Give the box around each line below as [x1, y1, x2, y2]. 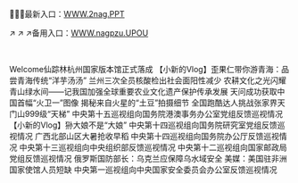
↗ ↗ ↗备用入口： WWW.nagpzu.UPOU [9, 28, 149, 38]
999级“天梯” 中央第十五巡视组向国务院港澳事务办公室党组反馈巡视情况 [24, 109, 284, 119]
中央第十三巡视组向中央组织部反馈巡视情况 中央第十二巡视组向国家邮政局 [19, 142, 287, 153]
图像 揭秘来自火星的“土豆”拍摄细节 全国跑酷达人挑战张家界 [62, 97, 278, 108]
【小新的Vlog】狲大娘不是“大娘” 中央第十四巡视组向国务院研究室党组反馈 [9, 120, 278, 130]
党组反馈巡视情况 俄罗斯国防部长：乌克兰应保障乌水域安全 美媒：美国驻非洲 [9, 154, 287, 163]
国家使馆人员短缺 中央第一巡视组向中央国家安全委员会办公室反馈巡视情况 [9, 164, 277, 175]
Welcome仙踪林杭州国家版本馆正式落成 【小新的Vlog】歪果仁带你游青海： [9, 64, 282, 74]
